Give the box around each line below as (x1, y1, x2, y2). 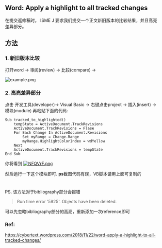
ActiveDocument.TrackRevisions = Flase (14, 126, 95, 131)
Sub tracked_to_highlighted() (5, 117, 66, 122)
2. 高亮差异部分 (5, 89, 41, 96)
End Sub (5, 151, 21, 156)
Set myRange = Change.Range (22, 134, 79, 139)
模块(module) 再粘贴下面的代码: (5, 107, 68, 113)
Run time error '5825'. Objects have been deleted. (16, 198, 117, 204)
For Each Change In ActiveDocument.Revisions (14, 130, 108, 135)
